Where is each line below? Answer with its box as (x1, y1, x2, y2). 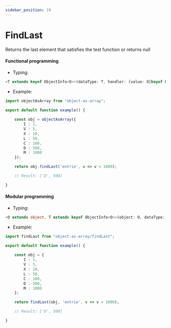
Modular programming (5, 193, 54, 199)
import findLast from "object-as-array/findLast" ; (5, 234, 115, 239)
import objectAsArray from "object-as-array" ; (5, 98, 106, 104)
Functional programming (5, 58, 59, 64)
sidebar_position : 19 (5, 7, 51, 13)
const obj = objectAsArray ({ (14, 117, 76, 122)
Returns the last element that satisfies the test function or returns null (5, 46, 151, 53)
